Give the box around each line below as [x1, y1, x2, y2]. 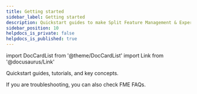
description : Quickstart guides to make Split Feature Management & [6, 19, 177, 25]
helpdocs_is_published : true [6, 36, 77, 42]
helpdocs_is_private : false [6, 31, 75, 36]
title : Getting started [6, 8, 64, 15]
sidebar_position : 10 [6, 25, 59, 31]
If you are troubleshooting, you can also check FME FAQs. [6, 81, 146, 88]
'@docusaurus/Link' [6, 58, 55, 65]
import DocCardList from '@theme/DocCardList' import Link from [6, 52, 164, 59]
